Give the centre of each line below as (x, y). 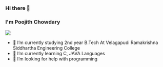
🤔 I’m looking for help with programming (55, 59)
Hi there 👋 (18, 8)
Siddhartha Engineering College (46, 48)
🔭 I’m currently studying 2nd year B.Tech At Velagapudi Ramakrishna (85, 42)
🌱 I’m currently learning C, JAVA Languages (59, 54)
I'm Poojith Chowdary (33, 21)
